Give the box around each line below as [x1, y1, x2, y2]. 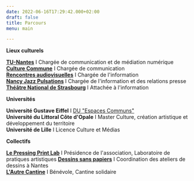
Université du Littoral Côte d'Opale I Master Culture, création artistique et [6, 113, 188, 121]
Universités [6, 96, 36, 103]
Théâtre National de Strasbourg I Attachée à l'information [6, 84, 149, 91]
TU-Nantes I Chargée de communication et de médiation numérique [6, 59, 174, 66]
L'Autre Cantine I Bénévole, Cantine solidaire [6, 168, 117, 176]
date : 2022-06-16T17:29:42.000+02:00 [6, 8, 100, 15]
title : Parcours [6, 20, 46, 26]
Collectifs [6, 138, 31, 145]
